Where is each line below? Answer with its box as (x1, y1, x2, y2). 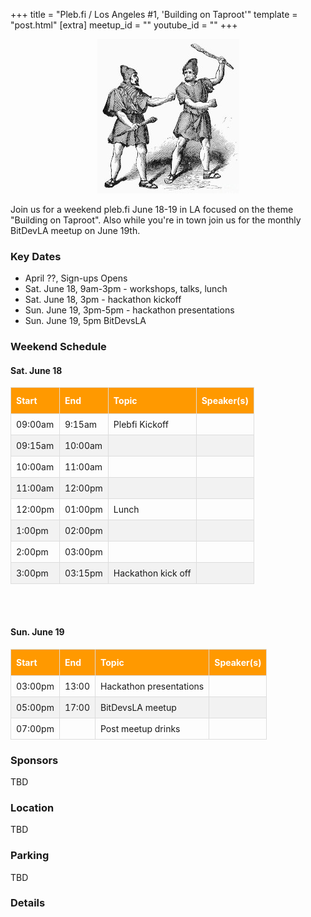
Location (10, 800, 55, 814)
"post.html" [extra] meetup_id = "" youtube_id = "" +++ (10, 19, 238, 31)
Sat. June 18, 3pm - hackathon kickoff (24, 294, 182, 306)
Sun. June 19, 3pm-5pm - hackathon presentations (24, 304, 235, 316)
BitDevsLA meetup (100, 701, 177, 713)
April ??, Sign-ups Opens (24, 272, 128, 284)
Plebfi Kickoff (113, 419, 169, 431)
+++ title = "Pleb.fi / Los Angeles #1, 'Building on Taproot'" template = (10, 9, 298, 20)
